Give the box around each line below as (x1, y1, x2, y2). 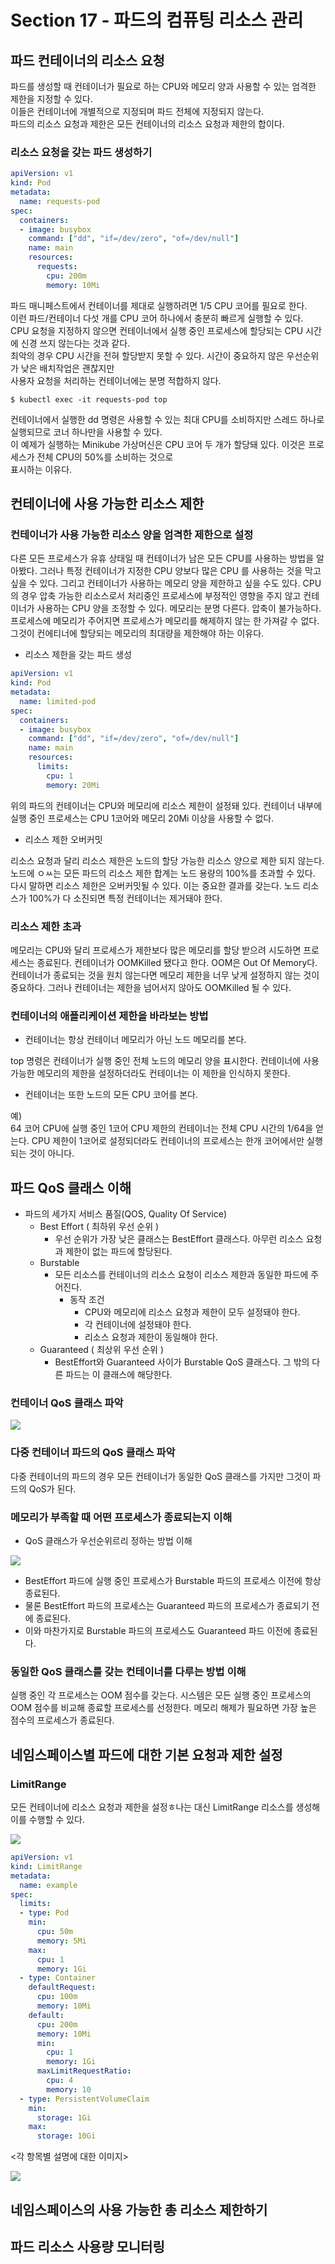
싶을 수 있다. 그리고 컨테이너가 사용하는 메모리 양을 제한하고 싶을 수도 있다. (10, 577, 301, 590)
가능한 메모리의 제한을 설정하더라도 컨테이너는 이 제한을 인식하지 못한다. (10, 1067, 291, 1080)
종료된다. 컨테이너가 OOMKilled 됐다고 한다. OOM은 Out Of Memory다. (36, 957, 318, 969)
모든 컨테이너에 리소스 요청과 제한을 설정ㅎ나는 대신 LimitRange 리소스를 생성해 (10, 1801, 321, 1813)
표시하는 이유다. (10, 463, 73, 475)
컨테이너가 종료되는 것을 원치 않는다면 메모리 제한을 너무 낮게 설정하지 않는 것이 (10, 969, 320, 981)
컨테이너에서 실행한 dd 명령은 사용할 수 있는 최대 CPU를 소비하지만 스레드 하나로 (10, 413, 325, 425)
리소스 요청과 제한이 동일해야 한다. (84, 1331, 218, 1343)
